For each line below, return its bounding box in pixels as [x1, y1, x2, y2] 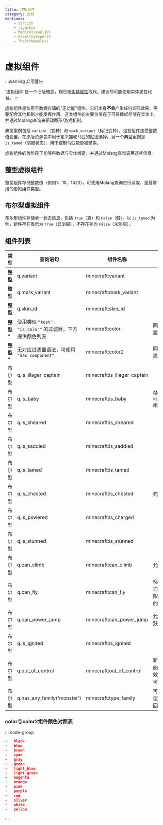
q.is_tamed [17, 467, 42, 474]
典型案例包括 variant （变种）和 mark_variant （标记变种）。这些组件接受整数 [5, 128, 157, 133]
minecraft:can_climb [86, 562, 132, 568]
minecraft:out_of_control [86, 667, 142, 674]
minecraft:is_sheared [86, 419, 134, 426]
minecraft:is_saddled [86, 443, 133, 450]
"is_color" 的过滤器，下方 [17, 326, 78, 332]
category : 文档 [5, 12, 34, 17]
